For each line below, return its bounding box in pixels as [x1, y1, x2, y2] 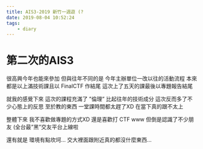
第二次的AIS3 [6, 54, 74, 67]
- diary [17, 25, 36, 32]
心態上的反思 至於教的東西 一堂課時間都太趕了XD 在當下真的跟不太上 [11, 103, 184, 110]
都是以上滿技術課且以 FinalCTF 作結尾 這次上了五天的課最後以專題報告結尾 [6, 82, 193, 90]
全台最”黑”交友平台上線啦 [15, 124, 79, 131]
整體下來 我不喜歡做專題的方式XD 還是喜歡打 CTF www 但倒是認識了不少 [6, 116, 189, 123]
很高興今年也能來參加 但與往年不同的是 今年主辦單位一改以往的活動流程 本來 [6, 75, 198, 82]
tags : [6, 20, 20, 26]
